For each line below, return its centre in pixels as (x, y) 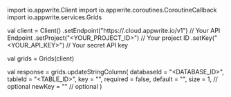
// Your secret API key (97, 45)
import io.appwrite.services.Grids (55, 17)
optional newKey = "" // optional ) (55, 86)
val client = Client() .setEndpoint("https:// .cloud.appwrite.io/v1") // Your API (114, 31)
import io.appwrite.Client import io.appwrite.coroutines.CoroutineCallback (112, 10)
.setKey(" (204, 38)
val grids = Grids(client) (41, 58)
